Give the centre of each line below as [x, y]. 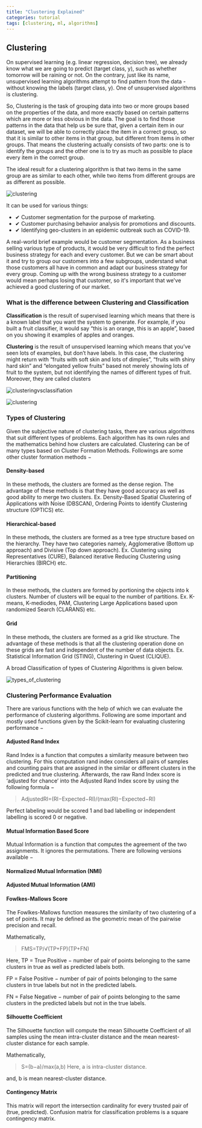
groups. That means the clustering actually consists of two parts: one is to [99, 145]
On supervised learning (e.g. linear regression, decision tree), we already [97, 62]
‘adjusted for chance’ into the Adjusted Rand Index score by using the [93, 781]
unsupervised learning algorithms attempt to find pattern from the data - [96, 82]
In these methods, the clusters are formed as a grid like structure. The [93, 637]
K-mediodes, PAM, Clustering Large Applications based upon [102, 603]
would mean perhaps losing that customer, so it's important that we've [94, 280]
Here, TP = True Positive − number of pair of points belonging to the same [98, 960]
